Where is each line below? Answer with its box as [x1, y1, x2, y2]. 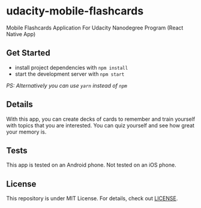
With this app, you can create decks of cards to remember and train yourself [6, 115, 196, 123]
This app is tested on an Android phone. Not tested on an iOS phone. [6, 161, 176, 169]
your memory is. [6, 128, 47, 135]
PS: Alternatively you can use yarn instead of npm [6, 82, 127, 89]
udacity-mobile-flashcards [6, 4, 144, 18]
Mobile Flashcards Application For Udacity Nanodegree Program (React [6, 24, 184, 31]
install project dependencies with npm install [14, 64, 128, 71]
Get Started [6, 48, 50, 58]
